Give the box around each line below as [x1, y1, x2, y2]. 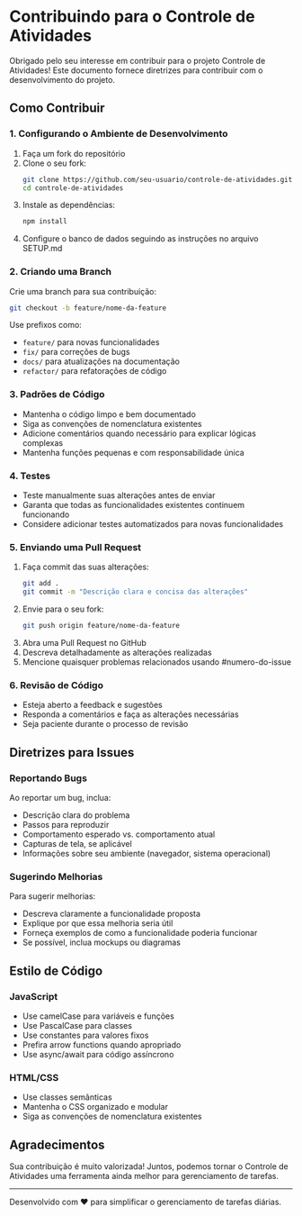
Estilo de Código [9, 963, 103, 978]
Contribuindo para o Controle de [9, 6, 255, 27]
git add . [22, 579, 60, 588]
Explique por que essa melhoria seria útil [22, 918, 173, 929]
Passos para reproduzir [22, 819, 110, 830]
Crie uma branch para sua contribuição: [9, 286, 157, 296]
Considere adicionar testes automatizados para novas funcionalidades [22, 519, 284, 530]
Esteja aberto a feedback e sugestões [22, 700, 164, 711]
